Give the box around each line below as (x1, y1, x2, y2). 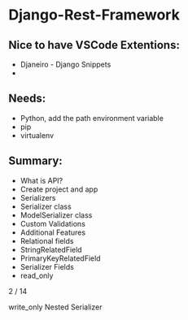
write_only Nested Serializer (8, 302, 103, 312)
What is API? (20, 175, 63, 185)
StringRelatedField (20, 244, 83, 254)
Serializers (20, 192, 56, 202)
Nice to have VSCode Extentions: (8, 38, 181, 52)
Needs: (8, 92, 46, 106)
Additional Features (20, 227, 86, 237)
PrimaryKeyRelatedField (20, 253, 101, 263)
